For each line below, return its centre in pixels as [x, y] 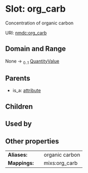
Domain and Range [36, 49]
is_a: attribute [27, 91]
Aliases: [18, 155]
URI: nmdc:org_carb [26, 33]
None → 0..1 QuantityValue [32, 62]
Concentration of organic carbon [39, 23]
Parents [18, 78]
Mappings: [21, 163]
